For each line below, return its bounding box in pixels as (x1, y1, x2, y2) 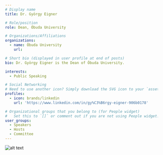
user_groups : (5, 118, 32, 123)
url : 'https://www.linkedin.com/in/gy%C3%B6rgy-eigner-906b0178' (14, 100, 149, 105)
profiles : (5, 92, 25, 96)
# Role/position (5, 20, 38, 25)
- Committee (9, 132, 34, 137)
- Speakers (9, 123, 32, 127)
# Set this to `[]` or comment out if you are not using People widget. (5, 113, 160, 119)
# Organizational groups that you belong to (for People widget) (5, 109, 140, 114)
